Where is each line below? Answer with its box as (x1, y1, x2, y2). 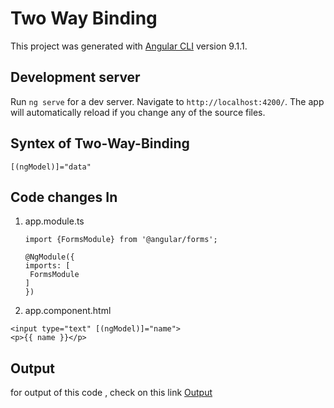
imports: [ (24, 261, 71, 271)
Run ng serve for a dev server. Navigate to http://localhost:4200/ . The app (10, 95, 325, 107)
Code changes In (10, 188, 118, 206)
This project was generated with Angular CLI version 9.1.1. (10, 40, 248, 52)
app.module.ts (24, 215, 85, 227)
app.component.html (24, 305, 112, 317)
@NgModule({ (24, 252, 75, 262)
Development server (10, 69, 141, 86)
